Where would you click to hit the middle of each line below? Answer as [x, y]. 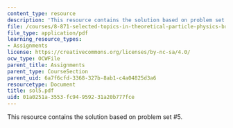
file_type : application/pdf [48, 33]
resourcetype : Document [42, 84]
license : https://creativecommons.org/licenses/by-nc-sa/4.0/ [99, 53]
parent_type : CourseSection [48, 71]
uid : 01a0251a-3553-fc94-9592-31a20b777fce [71, 98]
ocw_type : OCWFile [34, 59]
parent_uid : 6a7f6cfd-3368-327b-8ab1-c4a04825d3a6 [82, 78]
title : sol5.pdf [31, 91]
